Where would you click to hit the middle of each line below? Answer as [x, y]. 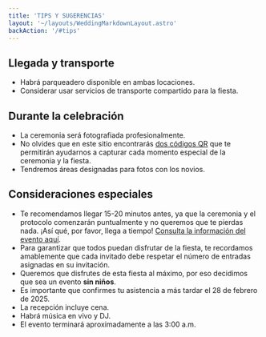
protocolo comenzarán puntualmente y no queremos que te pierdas [131, 222]
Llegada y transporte [61, 63]
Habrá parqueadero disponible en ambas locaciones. [107, 82]
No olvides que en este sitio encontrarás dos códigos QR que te [125, 144]
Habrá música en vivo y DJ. [65, 315]
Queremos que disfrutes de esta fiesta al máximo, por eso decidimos [134, 273]
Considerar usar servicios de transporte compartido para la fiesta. [129, 91]
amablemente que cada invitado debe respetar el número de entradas [135, 256]
